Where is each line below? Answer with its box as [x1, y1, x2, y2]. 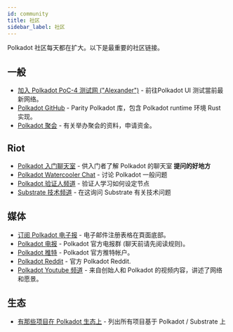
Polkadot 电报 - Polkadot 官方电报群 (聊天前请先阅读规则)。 [17, 239, 189, 248]
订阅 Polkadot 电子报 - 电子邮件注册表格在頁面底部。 [17, 230, 170, 239]
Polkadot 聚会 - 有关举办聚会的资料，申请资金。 [17, 121, 156, 130]
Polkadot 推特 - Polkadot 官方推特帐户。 [17, 248, 134, 257]
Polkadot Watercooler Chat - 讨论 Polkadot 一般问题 [17, 170, 168, 179]
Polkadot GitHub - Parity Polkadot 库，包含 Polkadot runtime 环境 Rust [17, 103, 221, 113]
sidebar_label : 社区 [7, 23, 65, 30]
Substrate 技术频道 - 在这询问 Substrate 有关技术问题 [17, 188, 172, 196]
